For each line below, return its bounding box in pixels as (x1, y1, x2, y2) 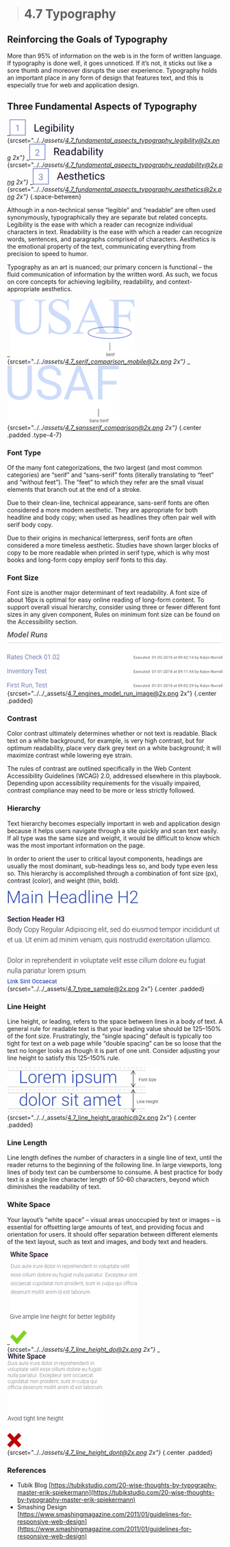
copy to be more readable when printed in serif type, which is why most (7, 549, 210, 557)
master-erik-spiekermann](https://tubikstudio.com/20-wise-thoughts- (16, 1488, 215, 1496)
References (7, 1465, 47, 1475)
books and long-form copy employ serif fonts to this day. (7, 556, 168, 564)
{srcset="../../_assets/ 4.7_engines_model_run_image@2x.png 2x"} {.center (7, 690, 217, 698)
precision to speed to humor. (7, 249, 88, 258)
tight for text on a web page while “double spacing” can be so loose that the (7, 1039, 222, 1048)
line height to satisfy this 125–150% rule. (7, 1054, 120, 1062)
